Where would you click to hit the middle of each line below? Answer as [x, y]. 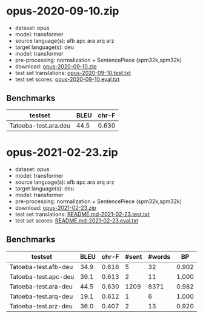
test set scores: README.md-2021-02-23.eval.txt [77, 220]
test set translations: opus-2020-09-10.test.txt [73, 73]
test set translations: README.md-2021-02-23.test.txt [82, 214]
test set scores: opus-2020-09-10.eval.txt [67, 79]
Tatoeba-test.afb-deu [41, 267]
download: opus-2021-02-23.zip [56, 207]
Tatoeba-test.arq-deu [41, 296]
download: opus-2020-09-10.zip [56, 66]
